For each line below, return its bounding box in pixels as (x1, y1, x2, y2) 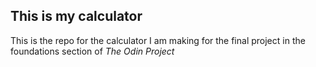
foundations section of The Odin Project (10, 45, 175, 57)
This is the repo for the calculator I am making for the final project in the (10, 34, 306, 46)
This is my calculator (10, 8, 143, 25)
